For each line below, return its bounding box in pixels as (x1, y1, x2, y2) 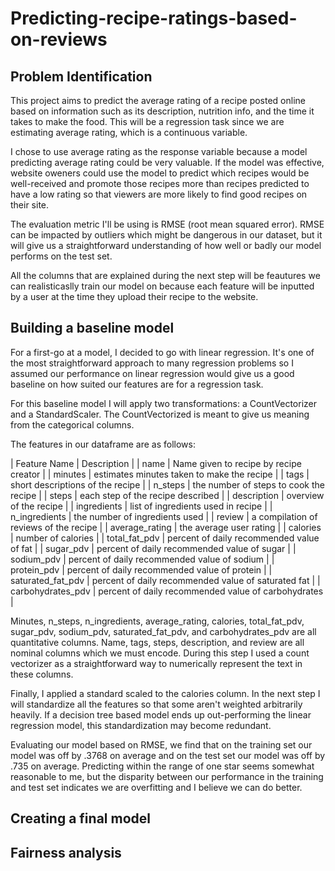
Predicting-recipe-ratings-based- (10, 7, 298, 30)
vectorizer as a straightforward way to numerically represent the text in (10, 657, 303, 669)
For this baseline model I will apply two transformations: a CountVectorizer (10, 397, 318, 409)
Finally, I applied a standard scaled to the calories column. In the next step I (10, 687, 321, 699)
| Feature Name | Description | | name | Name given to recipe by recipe (10, 457, 302, 469)
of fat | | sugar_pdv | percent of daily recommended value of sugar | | (10, 542, 297, 554)
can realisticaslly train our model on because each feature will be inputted (10, 280, 315, 292)
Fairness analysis (10, 844, 122, 861)
